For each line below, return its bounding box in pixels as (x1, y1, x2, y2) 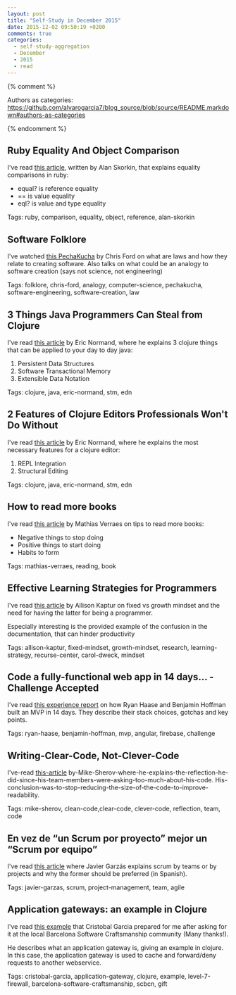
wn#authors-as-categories (7, 111, 86, 119)
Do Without (7, 420, 58, 432)
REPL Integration (17, 459, 67, 468)
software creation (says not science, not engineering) (7, 267, 163, 275)
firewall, (7, 980, 30, 988)
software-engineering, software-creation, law (7, 288, 139, 296)
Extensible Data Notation (17, 375, 90, 383)
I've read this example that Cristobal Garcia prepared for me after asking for (7, 922, 228, 930)
